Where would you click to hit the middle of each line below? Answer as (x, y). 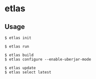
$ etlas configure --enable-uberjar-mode (48, 59)
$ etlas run (17, 47)
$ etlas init (18, 38)
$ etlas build (19, 55)
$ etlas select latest (28, 72)
